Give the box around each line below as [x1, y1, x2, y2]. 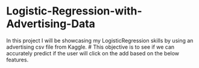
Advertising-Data [6, 17, 95, 31]
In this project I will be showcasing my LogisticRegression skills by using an [6, 37, 194, 44]
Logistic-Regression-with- [6, 4, 143, 18]
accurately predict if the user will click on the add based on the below [6, 49, 180, 57]
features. [6, 56, 29, 63]
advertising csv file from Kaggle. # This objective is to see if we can [6, 43, 175, 51]
